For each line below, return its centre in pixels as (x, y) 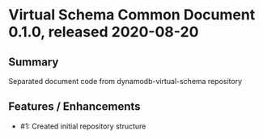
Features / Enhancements (74, 107)
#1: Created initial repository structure (83, 126)
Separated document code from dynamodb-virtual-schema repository (125, 81)
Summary (34, 62)
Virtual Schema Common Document (132, 15)
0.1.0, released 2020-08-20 (104, 32)
